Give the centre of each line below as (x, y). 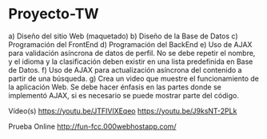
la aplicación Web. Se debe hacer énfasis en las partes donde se (115, 87)
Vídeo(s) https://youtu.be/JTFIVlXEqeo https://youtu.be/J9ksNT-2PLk (123, 111)
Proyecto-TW (54, 14)
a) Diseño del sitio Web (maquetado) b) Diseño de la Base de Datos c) (123, 36)
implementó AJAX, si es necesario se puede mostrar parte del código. (124, 95)
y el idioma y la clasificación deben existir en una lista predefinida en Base (131, 62)
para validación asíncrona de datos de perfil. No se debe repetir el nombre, (132, 53)
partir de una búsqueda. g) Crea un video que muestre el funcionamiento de (134, 78)
